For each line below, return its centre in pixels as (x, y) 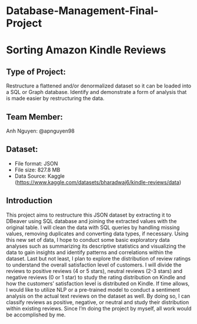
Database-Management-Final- (82, 11)
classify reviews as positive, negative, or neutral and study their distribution (98, 302)
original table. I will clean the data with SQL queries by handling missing (93, 227)
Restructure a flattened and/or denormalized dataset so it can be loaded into (99, 86)
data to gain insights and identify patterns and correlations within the (89, 252)
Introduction (29, 201)
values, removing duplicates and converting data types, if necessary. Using (97, 234)
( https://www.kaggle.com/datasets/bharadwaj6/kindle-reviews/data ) (98, 182)
